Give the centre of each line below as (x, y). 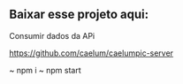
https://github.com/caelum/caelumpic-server (91, 53)
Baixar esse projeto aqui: (79, 15)
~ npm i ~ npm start (45, 70)
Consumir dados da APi (52, 35)
